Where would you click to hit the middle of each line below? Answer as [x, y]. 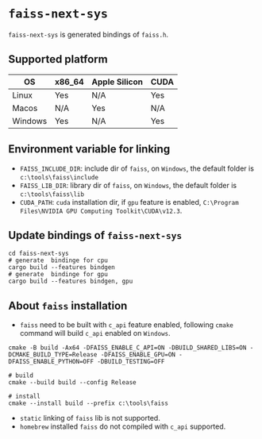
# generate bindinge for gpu [58, 275]
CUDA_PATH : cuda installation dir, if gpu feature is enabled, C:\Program [129, 202]
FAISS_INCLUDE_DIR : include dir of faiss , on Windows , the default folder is [137, 168]
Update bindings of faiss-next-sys [95, 235]
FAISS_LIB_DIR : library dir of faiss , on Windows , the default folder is [128, 185]
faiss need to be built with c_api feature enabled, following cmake [127, 325]
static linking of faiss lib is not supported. [90, 418]
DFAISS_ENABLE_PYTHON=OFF [51, 362]
